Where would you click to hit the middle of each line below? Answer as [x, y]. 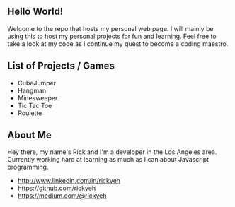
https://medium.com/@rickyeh [62, 196]
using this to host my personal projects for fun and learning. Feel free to [112, 36]
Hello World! [35, 12]
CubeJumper [37, 83]
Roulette [30, 113]
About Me [29, 135]
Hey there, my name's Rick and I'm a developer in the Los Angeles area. [112, 152]
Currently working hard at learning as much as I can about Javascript [108, 160]
